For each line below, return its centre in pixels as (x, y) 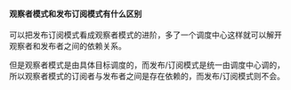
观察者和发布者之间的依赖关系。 (68, 46)
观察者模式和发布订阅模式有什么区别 (76, 13)
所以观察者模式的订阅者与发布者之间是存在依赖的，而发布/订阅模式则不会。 (147, 77)
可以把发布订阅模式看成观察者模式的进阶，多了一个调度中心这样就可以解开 (145, 35)
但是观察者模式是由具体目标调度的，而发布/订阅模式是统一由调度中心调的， (147, 65)
